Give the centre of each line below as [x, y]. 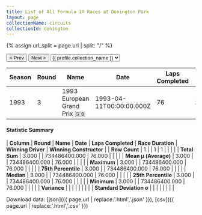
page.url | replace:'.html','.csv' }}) [47, 206]
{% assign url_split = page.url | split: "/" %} [60, 46]
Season [20, 77]
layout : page [23, 17]
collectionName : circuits [38, 23]
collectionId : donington [37, 29]
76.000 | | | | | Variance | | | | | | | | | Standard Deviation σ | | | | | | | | [90, 188]
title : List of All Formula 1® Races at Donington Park [78, 12]
